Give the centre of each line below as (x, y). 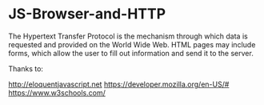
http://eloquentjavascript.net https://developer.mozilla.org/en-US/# (119, 84)
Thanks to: (26, 68)
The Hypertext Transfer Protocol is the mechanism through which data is (128, 36)
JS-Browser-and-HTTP (87, 14)
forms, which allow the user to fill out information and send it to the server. (131, 53)
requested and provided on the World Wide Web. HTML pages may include (132, 44)
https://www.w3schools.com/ (57, 92)
